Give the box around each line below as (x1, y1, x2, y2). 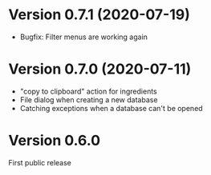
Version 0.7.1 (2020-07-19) (8, 6, 191, 24)
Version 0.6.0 (8, 132, 101, 149)
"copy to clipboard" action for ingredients (19, 86, 158, 96)
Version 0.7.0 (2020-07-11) (8, 60, 192, 78)
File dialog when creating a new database (19, 94, 158, 105)
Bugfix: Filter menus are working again (19, 32, 148, 42)
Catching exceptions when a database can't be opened (19, 103, 203, 113)
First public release (8, 157, 72, 167)
